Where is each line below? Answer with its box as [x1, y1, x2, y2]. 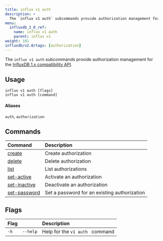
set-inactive [7, 181, 35, 188]
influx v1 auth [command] [5, 92, 57, 97]
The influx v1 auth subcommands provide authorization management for [5, 56, 153, 62]
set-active [7, 174, 32, 181]
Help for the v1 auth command [42, 228, 114, 235]
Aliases [5, 103, 21, 109]
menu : [5, 20, 16, 26]
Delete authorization [45, 158, 91, 165]
